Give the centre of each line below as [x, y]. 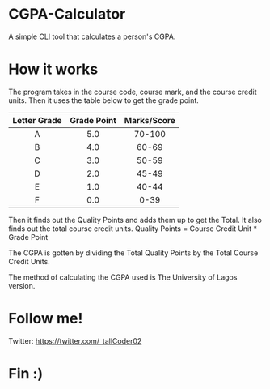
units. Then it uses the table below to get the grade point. [104, 100]
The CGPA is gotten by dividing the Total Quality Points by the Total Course [133, 253]
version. [22, 285]
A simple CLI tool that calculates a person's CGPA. [92, 36]
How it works [53, 69]
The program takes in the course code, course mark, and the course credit [133, 92]
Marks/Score [150, 120]
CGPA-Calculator [67, 14]
